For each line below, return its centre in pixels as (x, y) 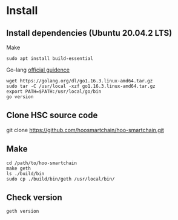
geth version (23, 212)
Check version (34, 198)
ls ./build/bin (25, 173)
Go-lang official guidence (38, 70)
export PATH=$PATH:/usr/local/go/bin (54, 92)
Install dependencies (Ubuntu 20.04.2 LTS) (89, 33)
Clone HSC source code (52, 115)
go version (20, 97)
